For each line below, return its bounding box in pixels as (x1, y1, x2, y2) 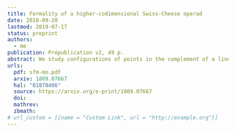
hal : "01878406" (13, 82, 61, 89)
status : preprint (7, 29, 58, 37)
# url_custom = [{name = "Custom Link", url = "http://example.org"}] (7, 114, 218, 121)
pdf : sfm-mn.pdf (13, 68, 61, 75)
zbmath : (13, 108, 37, 115)
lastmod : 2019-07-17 (7, 23, 68, 30)
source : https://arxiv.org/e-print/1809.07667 (13, 88, 152, 95)
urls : (7, 62, 23, 69)
